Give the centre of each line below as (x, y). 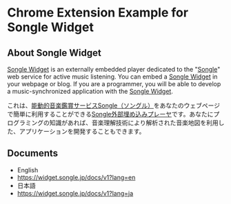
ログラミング (25, 123)
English (28, 170)
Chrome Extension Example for (98, 13)
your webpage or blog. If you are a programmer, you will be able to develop (114, 84)
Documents (33, 153)
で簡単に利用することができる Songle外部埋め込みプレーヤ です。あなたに (110, 114)
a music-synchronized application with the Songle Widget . (90, 91)
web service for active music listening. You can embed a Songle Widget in (112, 76)
